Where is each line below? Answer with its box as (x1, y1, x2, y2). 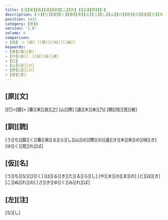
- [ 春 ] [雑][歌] (5, 49, 35, 54)
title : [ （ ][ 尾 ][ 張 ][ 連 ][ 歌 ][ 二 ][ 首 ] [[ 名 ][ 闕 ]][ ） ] (5, 7, 106, 12)
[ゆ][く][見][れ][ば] (5, 143, 43, 149)
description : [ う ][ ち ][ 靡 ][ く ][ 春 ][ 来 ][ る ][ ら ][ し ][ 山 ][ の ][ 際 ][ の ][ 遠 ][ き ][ (5, 12, 160, 17)
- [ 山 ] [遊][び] (5, 63, 35, 68)
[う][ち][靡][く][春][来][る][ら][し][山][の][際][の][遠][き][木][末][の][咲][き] (5, 136, 157, 142)
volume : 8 (5, 30, 26, 35)
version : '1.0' (5, 26, 37, 31)
